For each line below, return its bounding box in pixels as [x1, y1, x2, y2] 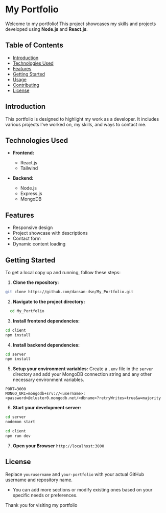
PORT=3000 [5, 387, 27, 392]
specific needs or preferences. [12, 492, 78, 498]
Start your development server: [12, 405, 82, 411]
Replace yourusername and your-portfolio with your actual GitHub [5, 471, 145, 477]
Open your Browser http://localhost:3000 [12, 443, 105, 449]
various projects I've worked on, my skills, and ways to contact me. [5, 121, 147, 127]
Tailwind [20, 165, 38, 172]
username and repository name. [5, 477, 73, 483]
